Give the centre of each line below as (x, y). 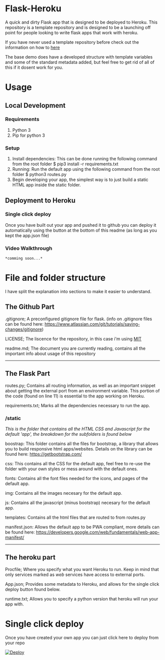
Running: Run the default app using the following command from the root (86, 169)
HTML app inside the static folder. (46, 185)
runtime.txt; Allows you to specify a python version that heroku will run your (82, 599)
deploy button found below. (33, 589)
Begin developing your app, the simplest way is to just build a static (80, 180)
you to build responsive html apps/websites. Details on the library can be (79, 449)
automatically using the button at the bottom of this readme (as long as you (81, 230)
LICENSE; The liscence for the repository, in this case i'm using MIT (73, 339)
